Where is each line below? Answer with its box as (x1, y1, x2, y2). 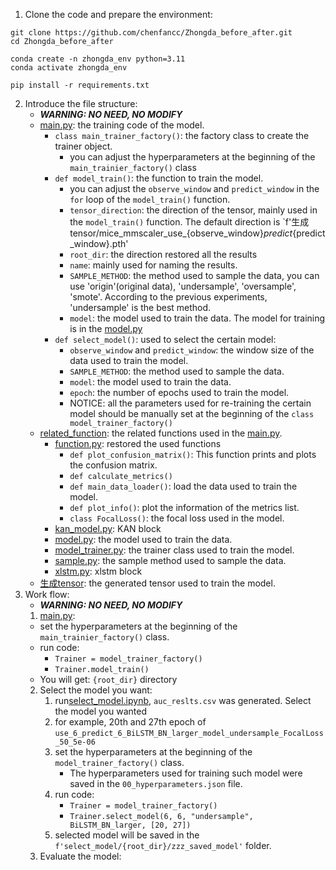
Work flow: (24, 589, 70, 600)
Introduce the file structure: (24, 98, 138, 109)
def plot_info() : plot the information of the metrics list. (69, 502, 300, 513)
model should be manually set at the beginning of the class (69, 408, 315, 419)
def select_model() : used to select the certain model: (54, 334, 277, 345)
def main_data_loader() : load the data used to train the (69, 480, 298, 492)
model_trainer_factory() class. (54, 757, 185, 768)
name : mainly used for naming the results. (69, 259, 238, 271)
